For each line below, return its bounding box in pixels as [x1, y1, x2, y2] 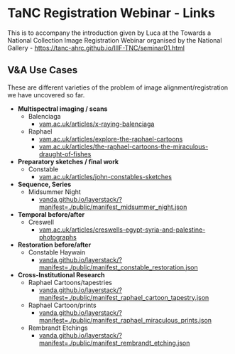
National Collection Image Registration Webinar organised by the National [7, 36, 222, 44]
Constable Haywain [28, 247, 86, 257]
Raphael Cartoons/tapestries [28, 278, 112, 286]
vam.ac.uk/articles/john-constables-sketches [38, 172, 173, 181]
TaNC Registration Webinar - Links [7, 5, 215, 21]
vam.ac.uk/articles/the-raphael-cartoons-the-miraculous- [38, 142, 209, 151]
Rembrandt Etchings [28, 323, 88, 332]
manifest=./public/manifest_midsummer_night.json [38, 203, 187, 211]
